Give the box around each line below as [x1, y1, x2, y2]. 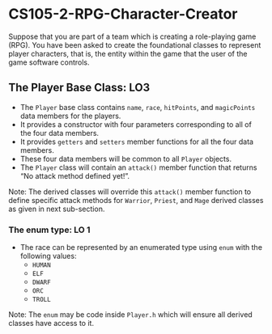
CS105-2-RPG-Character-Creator [8, 5, 238, 23]
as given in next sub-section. [8, 204, 105, 214]
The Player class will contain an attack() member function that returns [19, 163, 257, 172]
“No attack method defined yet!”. [19, 171, 130, 180]
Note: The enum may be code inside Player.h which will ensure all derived [8, 310, 253, 319]
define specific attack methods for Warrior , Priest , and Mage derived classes [8, 195, 264, 205]
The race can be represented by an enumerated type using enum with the [19, 243, 263, 252]
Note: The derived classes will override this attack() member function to [8, 187, 252, 197]
